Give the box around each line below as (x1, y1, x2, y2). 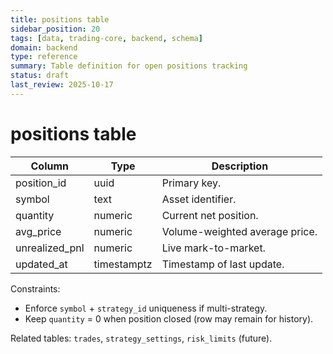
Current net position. (161, 208, 259, 222)
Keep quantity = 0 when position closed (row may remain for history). (24, 312, 314, 325)
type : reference (10, 52, 78, 62)
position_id (15, 176, 67, 190)
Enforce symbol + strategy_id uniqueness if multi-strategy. (24, 302, 268, 314)
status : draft (10, 71, 70, 81)
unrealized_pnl (15, 241, 85, 255)
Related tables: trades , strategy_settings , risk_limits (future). (10, 332, 273, 344)
